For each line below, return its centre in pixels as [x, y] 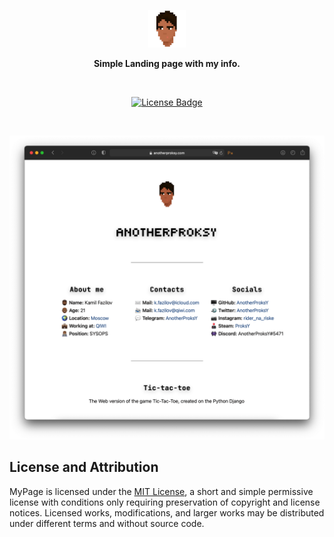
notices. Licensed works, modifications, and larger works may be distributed [167, 512]
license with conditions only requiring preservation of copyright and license [165, 502]
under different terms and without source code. [107, 523]
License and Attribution [84, 467]
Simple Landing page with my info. [167, 64]
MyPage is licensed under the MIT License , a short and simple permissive [161, 491]
